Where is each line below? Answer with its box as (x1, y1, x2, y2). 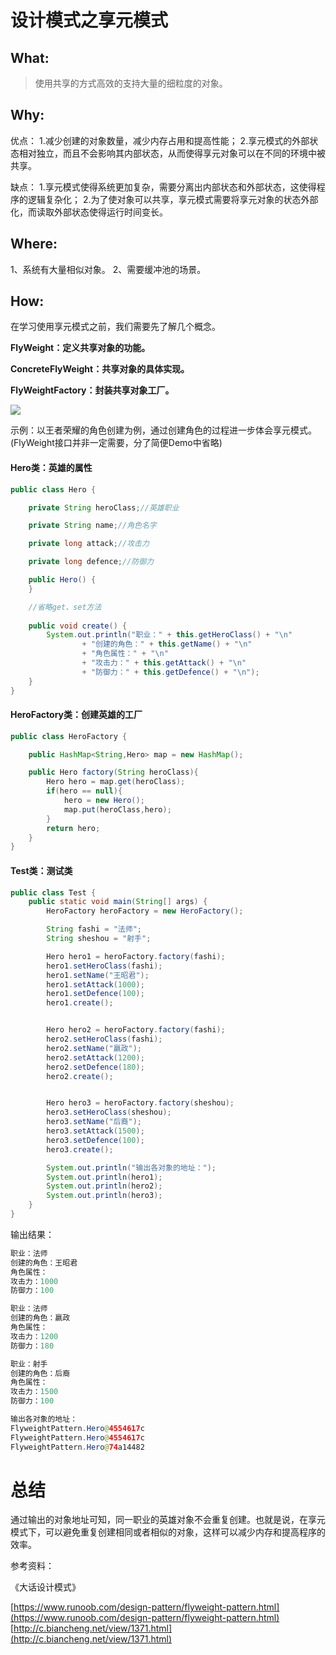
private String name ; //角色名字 (28, 521, 157, 531)
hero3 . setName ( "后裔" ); (46, 1117, 142, 1127)
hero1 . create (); (46, 998, 114, 1008)
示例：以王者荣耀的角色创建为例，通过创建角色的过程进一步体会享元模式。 (10, 424, 317, 436)
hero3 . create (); (46, 1144, 114, 1155)
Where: (10, 236, 58, 253)
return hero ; (46, 823, 101, 833)
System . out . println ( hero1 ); (46, 1172, 163, 1182)
